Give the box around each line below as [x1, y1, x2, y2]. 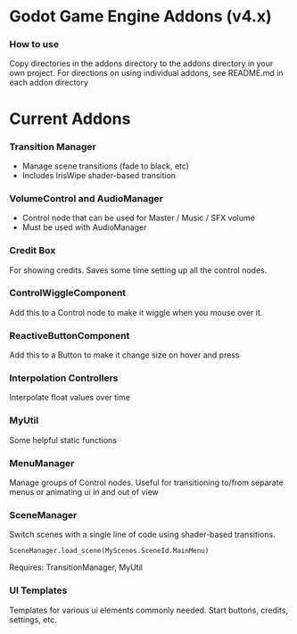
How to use [9, 38, 60, 51]
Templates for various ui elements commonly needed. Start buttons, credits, [9, 605, 288, 615]
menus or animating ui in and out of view [9, 487, 159, 498]
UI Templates [9, 584, 68, 597]
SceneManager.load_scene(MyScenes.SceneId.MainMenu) [9, 547, 210, 556]
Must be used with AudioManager [21, 222, 147, 233]
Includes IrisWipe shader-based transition [21, 169, 177, 180]
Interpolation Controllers [9, 372, 119, 384]
